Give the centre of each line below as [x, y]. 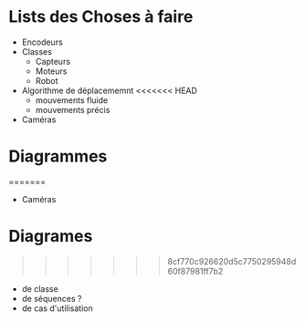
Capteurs [53, 61]
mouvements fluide [72, 100]
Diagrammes [58, 156]
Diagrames [51, 237]
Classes [37, 51]
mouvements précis [73, 109]
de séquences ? [52, 298]
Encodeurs [42, 42]
